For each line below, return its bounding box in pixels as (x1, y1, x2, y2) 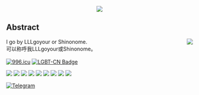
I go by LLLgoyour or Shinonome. (6, 38, 88, 45)
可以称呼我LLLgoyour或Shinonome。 (6, 45, 97, 52)
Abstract (6, 23, 40, 33)
